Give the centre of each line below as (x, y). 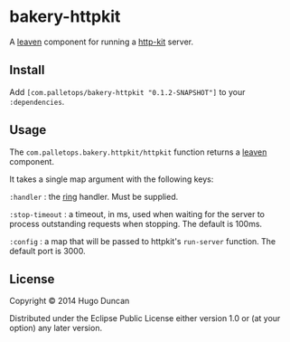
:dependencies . (37, 101)
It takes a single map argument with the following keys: (112, 179)
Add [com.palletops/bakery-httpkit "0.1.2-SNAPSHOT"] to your (127, 91)
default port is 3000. (47, 251)
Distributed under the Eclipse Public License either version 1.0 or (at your (145, 318)
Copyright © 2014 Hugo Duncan (70, 301)
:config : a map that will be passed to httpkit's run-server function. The (143, 241)
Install (27, 70)
